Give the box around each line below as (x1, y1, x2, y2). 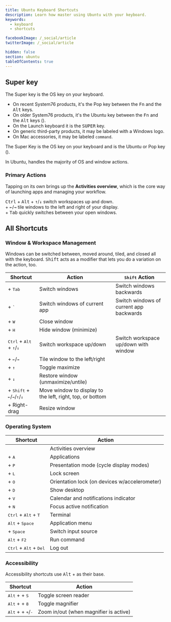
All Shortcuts (5, 224, 48, 232)
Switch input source (50, 528, 98, 535)
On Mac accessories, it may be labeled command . (12, 133, 113, 140)
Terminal (50, 511, 71, 518)
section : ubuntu (5, 54, 40, 59)
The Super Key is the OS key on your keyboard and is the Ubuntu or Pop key (5, 144, 165, 150)
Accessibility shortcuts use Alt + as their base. (5, 571, 105, 577)
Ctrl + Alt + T (8, 511, 40, 518)
